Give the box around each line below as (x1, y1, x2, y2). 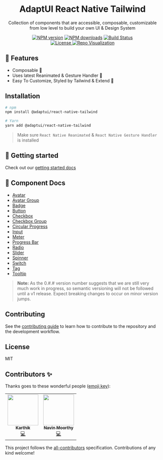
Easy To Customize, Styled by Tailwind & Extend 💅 (12, 77, 114, 83)
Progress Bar (12, 239, 39, 245)
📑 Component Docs (5, 179, 65, 187)
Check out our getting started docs (5, 164, 76, 171)
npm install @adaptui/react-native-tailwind (5, 109, 98, 114)
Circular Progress (12, 223, 48, 229)
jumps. (17, 296, 31, 302)
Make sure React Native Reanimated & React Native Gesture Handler (17, 132, 157, 138)
